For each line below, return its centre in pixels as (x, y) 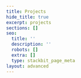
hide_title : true (27, 17)
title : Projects (26, 11)
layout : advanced (27, 66)
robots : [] (25, 50)
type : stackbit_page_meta (43, 60)
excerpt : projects (29, 22)
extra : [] (23, 55)
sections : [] (22, 28)
